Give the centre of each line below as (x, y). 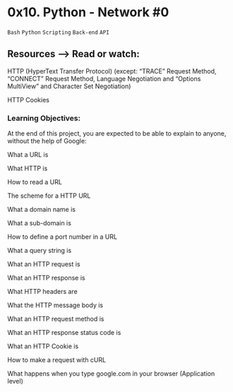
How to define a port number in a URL (62, 237)
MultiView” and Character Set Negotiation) (69, 86)
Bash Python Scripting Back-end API (58, 32)
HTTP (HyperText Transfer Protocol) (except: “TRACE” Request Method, (112, 71)
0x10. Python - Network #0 (88, 12)
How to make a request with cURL (57, 360)
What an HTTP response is (46, 278)
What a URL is (28, 155)
